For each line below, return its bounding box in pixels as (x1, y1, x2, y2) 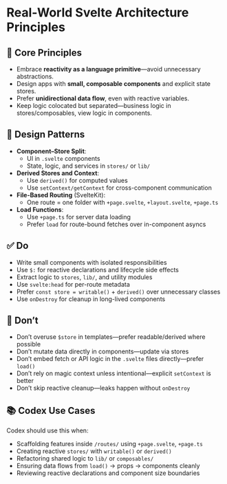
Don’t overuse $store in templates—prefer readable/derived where (16, 333, 206, 341)
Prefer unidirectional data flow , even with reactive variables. (16, 94, 190, 102)
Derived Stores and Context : (16, 168, 100, 177)
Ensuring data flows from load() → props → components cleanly (16, 462, 200, 470)
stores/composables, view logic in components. (16, 109, 153, 117)
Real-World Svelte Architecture (6, 5, 189, 21)
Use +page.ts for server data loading (26, 212, 131, 221)
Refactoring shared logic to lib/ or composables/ (16, 454, 154, 463)
